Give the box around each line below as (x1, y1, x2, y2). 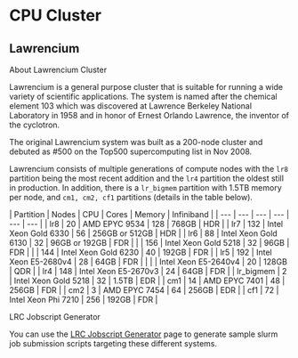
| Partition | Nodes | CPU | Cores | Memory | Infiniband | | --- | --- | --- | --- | (9, 209, 290, 219)
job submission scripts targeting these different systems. (9, 338, 218, 348)
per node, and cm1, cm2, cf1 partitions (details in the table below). (9, 192, 254, 202)
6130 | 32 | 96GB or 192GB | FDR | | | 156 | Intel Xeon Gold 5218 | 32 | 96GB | (9, 238, 290, 248)
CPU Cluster (9, 5, 102, 26)
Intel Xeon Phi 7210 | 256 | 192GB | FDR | (9, 295, 158, 305)
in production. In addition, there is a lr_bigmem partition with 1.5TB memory (9, 183, 282, 192)
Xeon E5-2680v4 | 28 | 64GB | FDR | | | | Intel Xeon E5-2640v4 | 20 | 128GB (9, 256, 287, 267)
